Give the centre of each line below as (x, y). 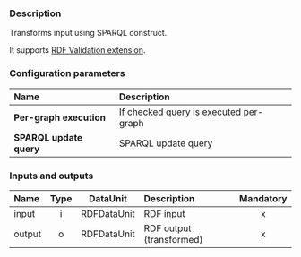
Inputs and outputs (52, 176)
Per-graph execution (60, 117)
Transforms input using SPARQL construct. (88, 33)
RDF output (168, 228)
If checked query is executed (180, 112)
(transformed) (173, 239)
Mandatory (263, 198)
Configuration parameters (67, 73)
